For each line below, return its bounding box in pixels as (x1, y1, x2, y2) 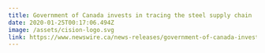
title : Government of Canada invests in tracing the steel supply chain (8, 11, 252, 19)
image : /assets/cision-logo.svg (8, 26, 114, 34)
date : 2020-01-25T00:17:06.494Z (8, 19, 114, 26)
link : (8, 33, 26, 41)
